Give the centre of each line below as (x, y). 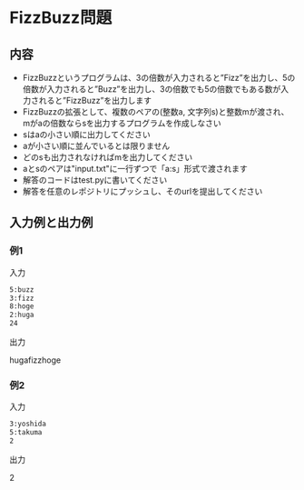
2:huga (22, 315)
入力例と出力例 (51, 223)
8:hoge (22, 306)
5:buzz (22, 290)
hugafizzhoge (35, 360)
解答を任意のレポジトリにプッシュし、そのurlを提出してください (142, 191)
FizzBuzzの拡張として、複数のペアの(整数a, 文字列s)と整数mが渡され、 (156, 112)
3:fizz (22, 298)
